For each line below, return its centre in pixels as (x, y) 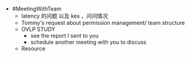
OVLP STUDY (38, 29)
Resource (33, 49)
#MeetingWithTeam (37, 9)
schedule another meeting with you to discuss (88, 42)
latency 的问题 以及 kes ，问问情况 (64, 16)
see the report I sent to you (64, 35)
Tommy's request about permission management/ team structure (103, 23)
